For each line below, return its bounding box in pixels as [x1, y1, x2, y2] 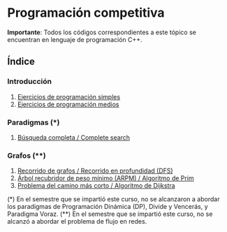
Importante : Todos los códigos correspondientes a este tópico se [7, 28, 197, 36]
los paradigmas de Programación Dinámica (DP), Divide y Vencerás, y [7, 203, 208, 211]
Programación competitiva [7, 5, 166, 21]
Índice [7, 56, 35, 68]
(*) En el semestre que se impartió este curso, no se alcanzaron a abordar [7, 195, 220, 203]
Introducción [7, 77, 52, 87]
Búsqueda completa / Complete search [17, 133, 131, 141]
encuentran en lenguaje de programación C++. [7, 35, 142, 43]
